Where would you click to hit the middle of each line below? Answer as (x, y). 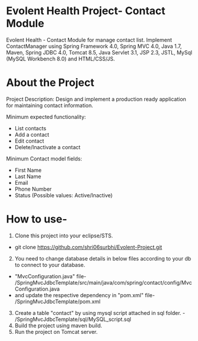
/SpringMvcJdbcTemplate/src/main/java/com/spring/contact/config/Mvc (103, 282)
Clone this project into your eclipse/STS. (64, 236)
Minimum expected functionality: (46, 117)
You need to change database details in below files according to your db (103, 258)
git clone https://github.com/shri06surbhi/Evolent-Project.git (88, 247)
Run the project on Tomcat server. (56, 332)
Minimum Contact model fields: (44, 159)
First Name (28, 170)
